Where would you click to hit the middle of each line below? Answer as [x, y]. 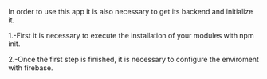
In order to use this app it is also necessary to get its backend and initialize [131, 12]
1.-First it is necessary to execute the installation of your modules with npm [131, 36]
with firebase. [31, 68]
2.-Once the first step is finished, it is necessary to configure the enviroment [133, 59]
